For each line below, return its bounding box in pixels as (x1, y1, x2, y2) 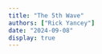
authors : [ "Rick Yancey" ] (8, 19, 95, 27)
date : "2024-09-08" (8, 26, 74, 34)
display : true (8, 33, 56, 42)
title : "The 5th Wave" (8, 11, 84, 20)
